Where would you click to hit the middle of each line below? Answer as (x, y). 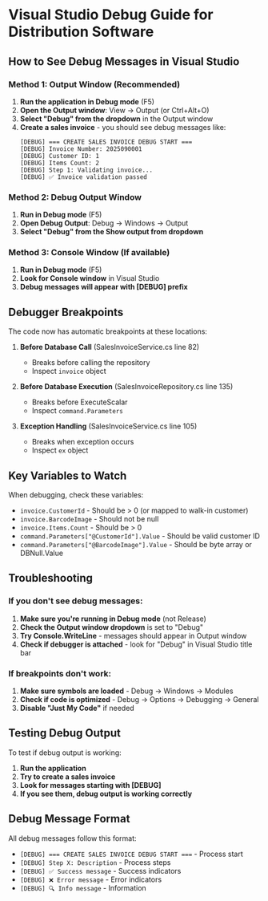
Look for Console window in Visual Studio (90, 278)
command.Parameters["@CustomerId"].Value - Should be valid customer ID (140, 536)
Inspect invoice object (69, 371)
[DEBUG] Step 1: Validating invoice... (86, 170)
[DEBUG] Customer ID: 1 (60, 156)
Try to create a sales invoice (68, 777)
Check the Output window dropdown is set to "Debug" (112, 627)
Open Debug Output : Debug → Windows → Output (104, 223)
